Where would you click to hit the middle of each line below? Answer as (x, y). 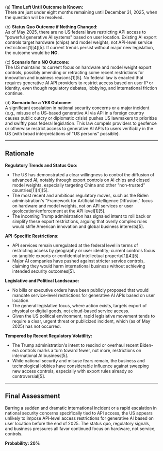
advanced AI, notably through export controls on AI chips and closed (81, 180)
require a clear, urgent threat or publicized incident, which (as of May (81, 321)
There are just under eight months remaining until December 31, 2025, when (81, 12)
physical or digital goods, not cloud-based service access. (71, 311)
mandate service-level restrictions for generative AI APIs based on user (83, 295)
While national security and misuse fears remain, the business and (78, 360)
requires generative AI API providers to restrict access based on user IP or (79, 83)
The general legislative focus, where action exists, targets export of (79, 305)
